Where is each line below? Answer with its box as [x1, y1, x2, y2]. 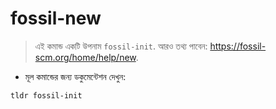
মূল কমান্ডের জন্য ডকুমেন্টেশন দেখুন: [24, 70, 127, 82]
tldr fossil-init [10, 90, 83, 101]
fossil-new [10, 7, 102, 30]
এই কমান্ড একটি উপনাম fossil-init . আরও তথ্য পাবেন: [34, 40, 208, 52]
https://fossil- [209, 40, 267, 52]
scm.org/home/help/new [34, 51, 137, 63]
